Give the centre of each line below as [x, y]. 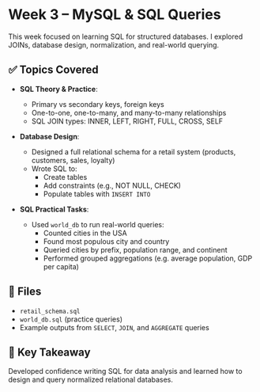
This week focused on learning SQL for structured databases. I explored [126, 36]
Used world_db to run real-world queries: [98, 224]
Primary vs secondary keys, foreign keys [98, 104]
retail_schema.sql [50, 311]
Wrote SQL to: [54, 169]
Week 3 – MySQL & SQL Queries [115, 15]
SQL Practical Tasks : [54, 209]
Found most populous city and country [106, 241]
